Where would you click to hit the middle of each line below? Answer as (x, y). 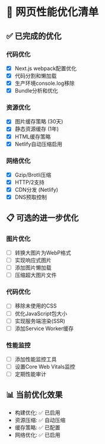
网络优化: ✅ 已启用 (37, 435)
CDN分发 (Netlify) (36, 190)
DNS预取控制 (31, 197)
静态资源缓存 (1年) (37, 129)
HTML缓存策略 (33, 137)
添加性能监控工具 (36, 359)
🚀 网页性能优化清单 (52, 12)
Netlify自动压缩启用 (38, 144)
